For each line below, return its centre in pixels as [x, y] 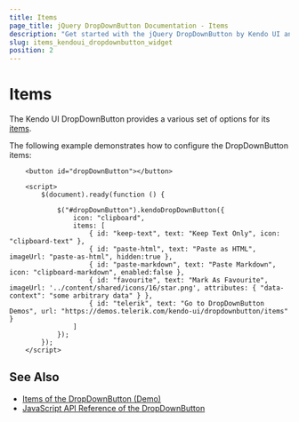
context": [28, 296]
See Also [34, 377]
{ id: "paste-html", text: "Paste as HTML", [172, 250]
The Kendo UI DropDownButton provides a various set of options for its [140, 119]
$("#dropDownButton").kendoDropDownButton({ [141, 211]
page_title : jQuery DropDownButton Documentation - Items [119, 26]
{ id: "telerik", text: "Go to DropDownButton [177, 304]
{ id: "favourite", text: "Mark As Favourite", [178, 281]
